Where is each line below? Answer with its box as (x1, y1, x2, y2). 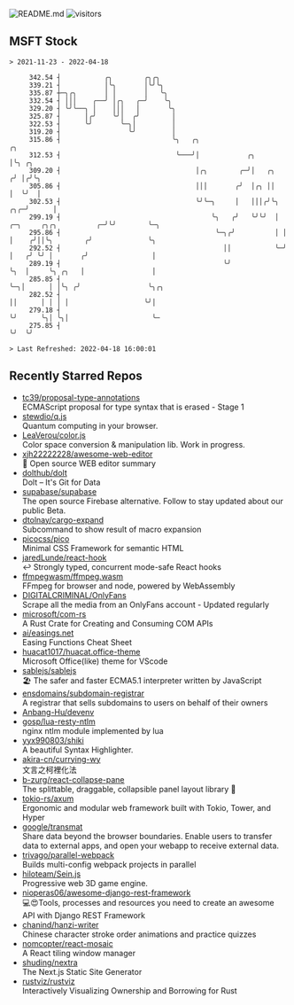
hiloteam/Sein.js (21, 869, 81, 879)
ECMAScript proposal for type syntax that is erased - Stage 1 (21, 401, 245, 412)
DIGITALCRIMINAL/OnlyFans (21, 589, 127, 600)
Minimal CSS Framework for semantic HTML (21, 542, 184, 553)
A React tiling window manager (21, 947, 135, 958)
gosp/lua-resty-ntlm (21, 716, 96, 727)
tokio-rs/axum (21, 793, 74, 804)
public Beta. (21, 505, 66, 516)
